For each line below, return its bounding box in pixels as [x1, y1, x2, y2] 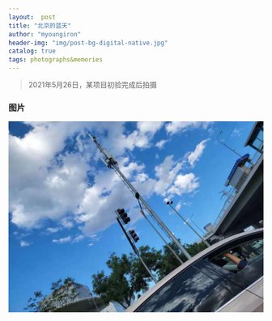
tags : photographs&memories [8, 56, 104, 64]
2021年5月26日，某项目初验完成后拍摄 [28, 80, 157, 89]
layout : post [8, 13, 57, 21]
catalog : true [8, 47, 57, 56]
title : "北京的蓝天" [8, 21, 71, 30]
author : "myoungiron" [8, 30, 82, 38]
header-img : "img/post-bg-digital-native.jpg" [8, 39, 168, 47]
